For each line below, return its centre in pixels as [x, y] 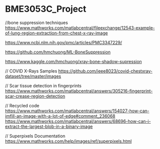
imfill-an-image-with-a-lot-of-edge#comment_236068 [60, 116]
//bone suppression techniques [37, 23]
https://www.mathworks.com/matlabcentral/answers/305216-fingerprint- [79, 91]
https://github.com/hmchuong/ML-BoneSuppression [58, 52]
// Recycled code [22, 105]
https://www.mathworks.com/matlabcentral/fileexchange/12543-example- [80, 27]
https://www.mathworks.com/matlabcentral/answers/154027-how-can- [77, 111]
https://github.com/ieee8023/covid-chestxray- [105, 71]
